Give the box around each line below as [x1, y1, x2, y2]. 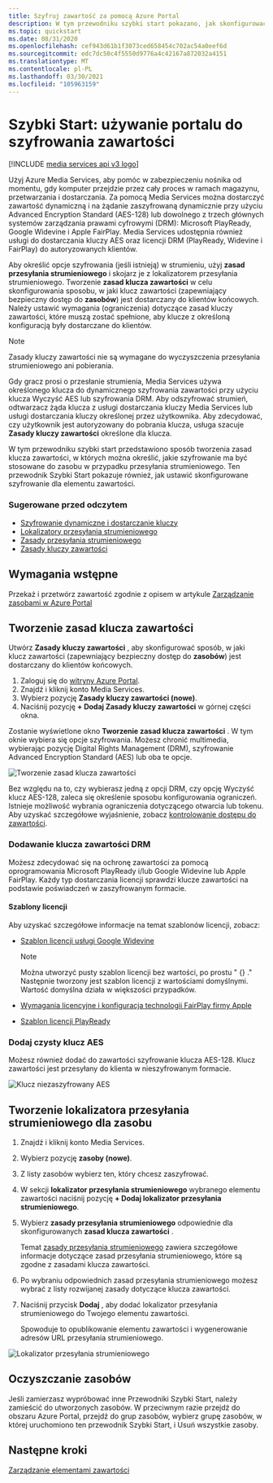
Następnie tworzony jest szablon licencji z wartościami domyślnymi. [19, 976, 249, 985]
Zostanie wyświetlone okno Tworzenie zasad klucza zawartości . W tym [8, 726, 253, 736]
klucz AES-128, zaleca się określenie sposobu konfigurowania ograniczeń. [8, 792, 258, 802]
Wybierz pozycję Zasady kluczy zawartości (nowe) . [19, 693, 197, 703]
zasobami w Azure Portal [8, 598, 93, 608]
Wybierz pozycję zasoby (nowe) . [19, 1153, 132, 1163]
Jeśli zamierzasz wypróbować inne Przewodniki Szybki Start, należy [8, 1393, 238, 1403]
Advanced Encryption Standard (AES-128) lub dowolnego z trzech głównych [8, 209, 264, 220]
